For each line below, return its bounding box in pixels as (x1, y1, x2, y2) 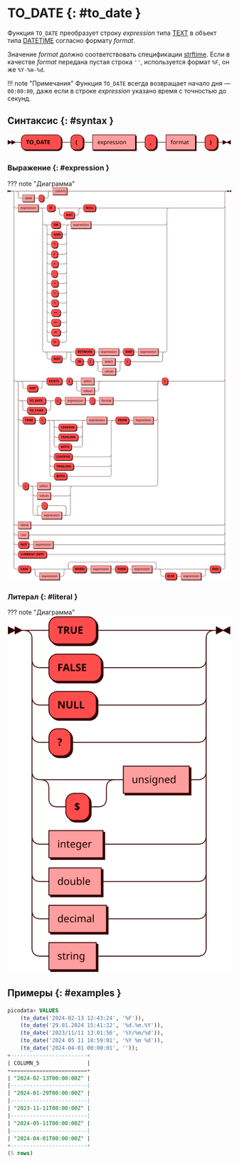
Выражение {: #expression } (7, 163, 110, 173)
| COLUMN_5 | (7, 1060, 91, 1067)
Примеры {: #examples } (7, 987, 122, 1000)
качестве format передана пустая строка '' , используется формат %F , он (7, 57, 230, 66)
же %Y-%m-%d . (7, 65, 46, 73)
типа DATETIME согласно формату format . (7, 36, 136, 44)
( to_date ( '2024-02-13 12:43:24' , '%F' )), (20, 1015, 144, 1022)
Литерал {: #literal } (7, 591, 78, 601)
